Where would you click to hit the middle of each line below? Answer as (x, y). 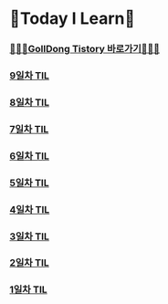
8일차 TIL (30, 102)
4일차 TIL (30, 209)
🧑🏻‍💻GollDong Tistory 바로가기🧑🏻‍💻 (85, 49)
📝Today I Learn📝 (72, 19)
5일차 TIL (29, 183)
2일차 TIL (30, 263)
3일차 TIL (30, 236)
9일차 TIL (30, 76)
